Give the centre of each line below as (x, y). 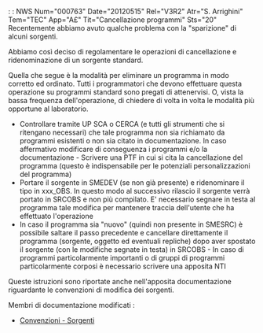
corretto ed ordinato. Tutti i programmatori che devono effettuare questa (125, 83)
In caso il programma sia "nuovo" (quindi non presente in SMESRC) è (131, 224)
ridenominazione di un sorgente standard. (76, 60)
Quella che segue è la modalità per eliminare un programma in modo (119, 75)
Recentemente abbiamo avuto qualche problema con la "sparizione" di (122, 28)
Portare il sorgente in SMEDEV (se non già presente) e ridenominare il (132, 183)
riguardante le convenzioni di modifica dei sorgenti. (91, 290)
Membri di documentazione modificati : (71, 305)
